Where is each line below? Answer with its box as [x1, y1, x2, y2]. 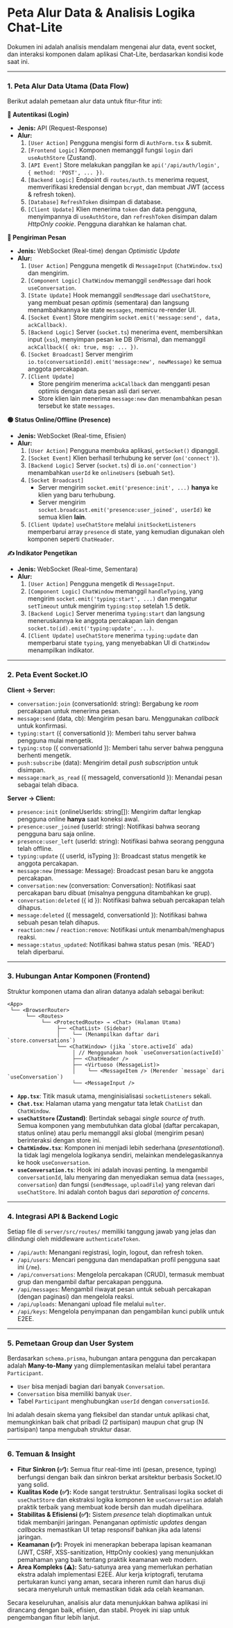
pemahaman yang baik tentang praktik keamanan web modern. [17, 1555, 198, 1563]
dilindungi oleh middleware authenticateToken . [7, 1235, 141, 1243]
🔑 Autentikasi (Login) [7, 110, 69, 119]
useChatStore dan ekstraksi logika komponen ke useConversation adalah [17, 1495, 223, 1504]
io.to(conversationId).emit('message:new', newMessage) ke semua [27, 358, 222, 366]
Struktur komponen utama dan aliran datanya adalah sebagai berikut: [7, 987, 205, 995]
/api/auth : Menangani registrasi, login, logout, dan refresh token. [17, 1248, 204, 1256]
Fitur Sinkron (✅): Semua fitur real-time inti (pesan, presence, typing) [17, 1465, 217, 1473]
